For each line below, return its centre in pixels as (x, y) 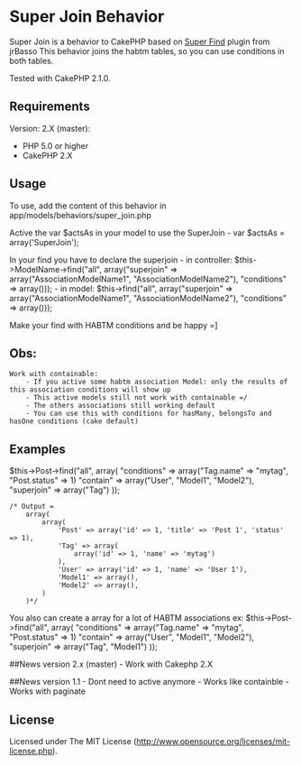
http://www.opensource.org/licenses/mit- (214, 741)
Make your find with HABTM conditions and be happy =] (114, 325)
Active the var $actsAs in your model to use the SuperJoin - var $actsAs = (147, 233)
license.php (31, 751)
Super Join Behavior (87, 17)
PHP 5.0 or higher (55, 145)
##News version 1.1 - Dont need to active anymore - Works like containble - (150, 682)
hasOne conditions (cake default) (74, 421)
